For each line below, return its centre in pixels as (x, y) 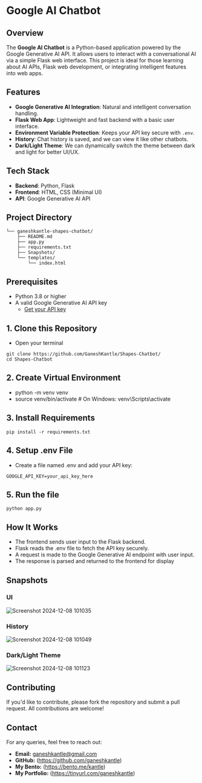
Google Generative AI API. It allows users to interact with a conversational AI (101, 54)
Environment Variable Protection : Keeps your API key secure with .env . (105, 132)
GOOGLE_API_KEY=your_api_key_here (50, 476)
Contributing (31, 688)
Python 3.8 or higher (41, 296)
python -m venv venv (41, 392)
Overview (25, 33)
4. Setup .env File (40, 451)
